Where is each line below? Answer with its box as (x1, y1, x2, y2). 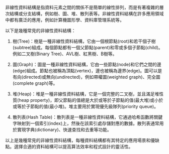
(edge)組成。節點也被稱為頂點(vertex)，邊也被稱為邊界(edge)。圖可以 (12, 68, 158, 74)
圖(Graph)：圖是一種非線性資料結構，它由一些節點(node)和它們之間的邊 (12, 62, 162, 67)
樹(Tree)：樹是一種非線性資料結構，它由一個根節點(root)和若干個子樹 (12, 38, 156, 44)
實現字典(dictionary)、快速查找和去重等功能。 (17, 127, 112, 132)
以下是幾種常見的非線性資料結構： (5, 28, 76, 34)
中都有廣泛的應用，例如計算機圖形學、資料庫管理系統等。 (5, 17, 124, 23)
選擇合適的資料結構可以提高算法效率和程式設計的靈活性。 (14, 143, 133, 149)
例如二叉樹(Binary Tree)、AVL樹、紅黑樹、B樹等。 (12, 51, 117, 57)
